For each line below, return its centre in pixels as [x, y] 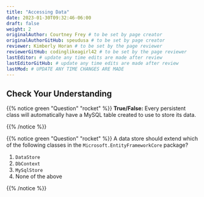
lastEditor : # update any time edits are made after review [85, 58]
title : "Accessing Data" [38, 12]
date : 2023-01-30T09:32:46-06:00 [49, 18]
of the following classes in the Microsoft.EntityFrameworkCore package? [97, 145]
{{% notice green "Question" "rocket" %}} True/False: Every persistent [96, 108]
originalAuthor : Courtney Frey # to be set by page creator [85, 35]
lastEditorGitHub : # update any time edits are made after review [93, 63]
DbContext [28, 164]
